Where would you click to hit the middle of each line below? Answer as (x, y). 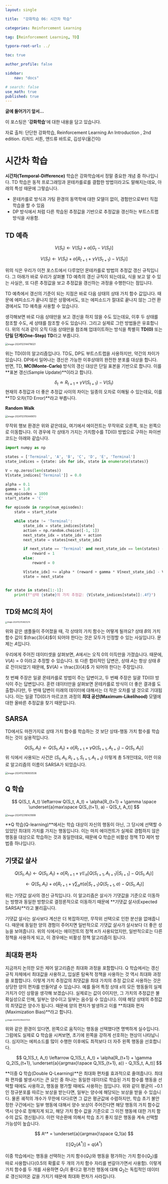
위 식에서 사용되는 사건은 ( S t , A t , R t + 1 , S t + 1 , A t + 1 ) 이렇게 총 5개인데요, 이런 (79, 758)
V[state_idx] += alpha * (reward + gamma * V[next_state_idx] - (91, 572)
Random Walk (20, 408)
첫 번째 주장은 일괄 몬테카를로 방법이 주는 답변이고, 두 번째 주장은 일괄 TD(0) (79, 677)
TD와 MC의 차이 (29, 611)
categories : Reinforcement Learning (43, 28)
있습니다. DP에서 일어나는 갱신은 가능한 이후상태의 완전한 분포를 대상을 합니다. (81, 360)
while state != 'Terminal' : (43, 521)
